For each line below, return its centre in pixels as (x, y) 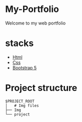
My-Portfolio (32, 9)
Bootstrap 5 (24, 67)
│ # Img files (22, 105)
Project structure (41, 88)
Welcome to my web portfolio (35, 23)
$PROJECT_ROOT (20, 101)
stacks (19, 43)
